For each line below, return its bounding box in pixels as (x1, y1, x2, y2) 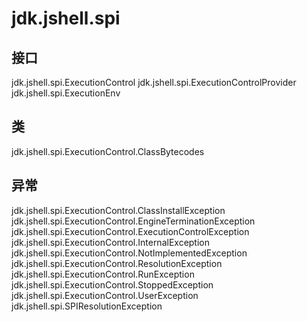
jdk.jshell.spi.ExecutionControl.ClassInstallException (11, 204, 226, 216)
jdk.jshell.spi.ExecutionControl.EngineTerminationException (11, 215, 256, 227)
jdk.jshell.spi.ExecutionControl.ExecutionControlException (11, 225, 250, 237)
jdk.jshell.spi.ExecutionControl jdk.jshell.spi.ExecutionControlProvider (11, 77, 297, 88)
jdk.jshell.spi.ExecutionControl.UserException (11, 289, 199, 301)
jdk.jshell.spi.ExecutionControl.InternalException (11, 236, 211, 248)
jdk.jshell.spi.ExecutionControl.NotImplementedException (11, 247, 248, 259)
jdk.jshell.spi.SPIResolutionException (11, 300, 163, 312)
